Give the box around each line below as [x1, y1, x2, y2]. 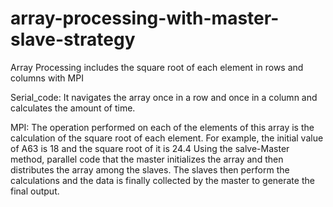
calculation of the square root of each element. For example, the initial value [10, 132, 324, 144]
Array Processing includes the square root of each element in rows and [10, 61, 304, 73]
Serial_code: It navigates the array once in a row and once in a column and [10, 91, 318, 103]
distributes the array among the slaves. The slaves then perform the [10, 163, 290, 176]
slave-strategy [10, 28, 136, 51]
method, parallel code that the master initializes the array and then [10, 153, 284, 165]
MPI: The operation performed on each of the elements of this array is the [10, 121, 315, 133]
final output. [10, 185, 60, 197]
